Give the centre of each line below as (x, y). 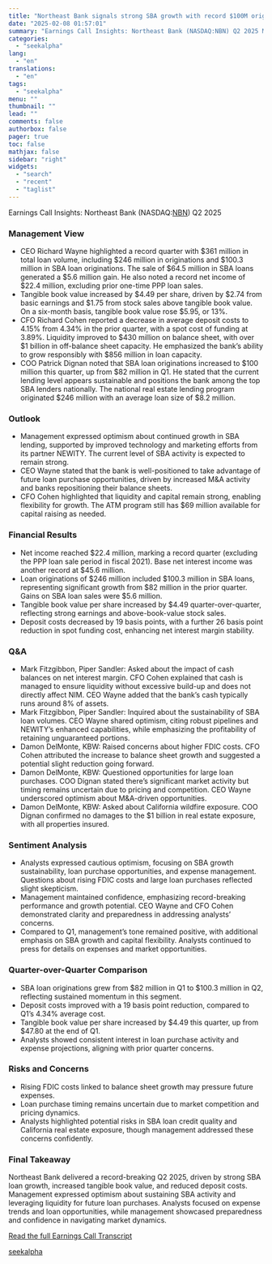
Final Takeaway (40, 1159)
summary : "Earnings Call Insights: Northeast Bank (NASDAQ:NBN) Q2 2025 (134, 31)
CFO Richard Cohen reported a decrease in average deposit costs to (134, 320)
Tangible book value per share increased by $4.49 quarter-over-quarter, (140, 604)
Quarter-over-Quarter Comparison (78, 970)
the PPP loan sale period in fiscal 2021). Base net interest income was (136, 561)
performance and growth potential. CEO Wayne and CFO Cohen (127, 906)
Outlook (24, 419)
